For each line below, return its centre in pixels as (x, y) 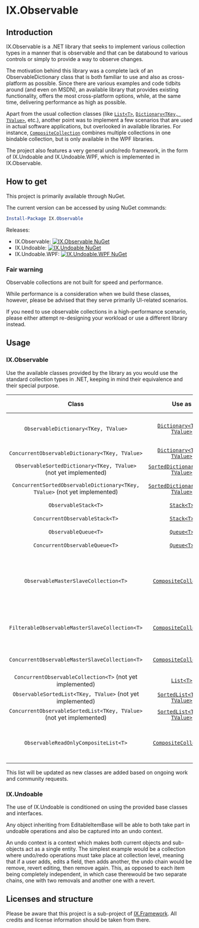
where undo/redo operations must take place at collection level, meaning (95, 855)
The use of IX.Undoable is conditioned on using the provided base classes (97, 807)
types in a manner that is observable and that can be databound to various (97, 53)
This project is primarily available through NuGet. (66, 196)
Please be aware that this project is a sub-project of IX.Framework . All (92, 913)
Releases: (18, 230)
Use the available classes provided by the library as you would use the (92, 373)
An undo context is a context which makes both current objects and (89, 842)
